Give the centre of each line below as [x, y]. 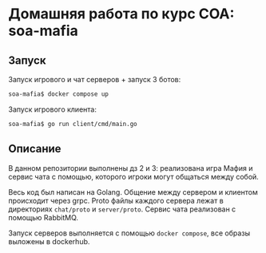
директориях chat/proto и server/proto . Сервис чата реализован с [122, 209]
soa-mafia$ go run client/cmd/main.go [73, 124]
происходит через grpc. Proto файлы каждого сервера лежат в [116, 200]
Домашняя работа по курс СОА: [121, 14]
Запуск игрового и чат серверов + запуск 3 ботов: [95, 79]
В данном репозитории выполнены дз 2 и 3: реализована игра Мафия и [131, 168]
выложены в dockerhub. [49, 241]
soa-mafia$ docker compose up [59, 94]
